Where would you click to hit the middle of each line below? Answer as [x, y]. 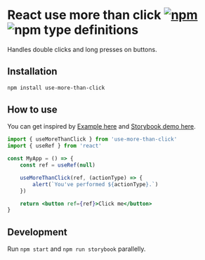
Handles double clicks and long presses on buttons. [82, 49]
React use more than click [84, 15]
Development [38, 232]
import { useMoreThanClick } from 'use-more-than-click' [92, 139]
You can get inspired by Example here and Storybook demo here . [102, 126]
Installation [32, 71]
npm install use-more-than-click [56, 88]
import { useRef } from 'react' [54, 146]
